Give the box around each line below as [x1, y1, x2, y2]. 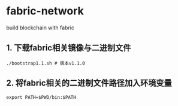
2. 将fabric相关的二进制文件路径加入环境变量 [6, 78, 172, 88]
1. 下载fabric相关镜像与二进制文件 [6, 43, 131, 53]
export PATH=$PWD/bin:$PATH [6, 94, 77, 100]
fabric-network [6, 4, 84, 18]
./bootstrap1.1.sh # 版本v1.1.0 [6, 60, 85, 66]
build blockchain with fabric [6, 24, 75, 31]
